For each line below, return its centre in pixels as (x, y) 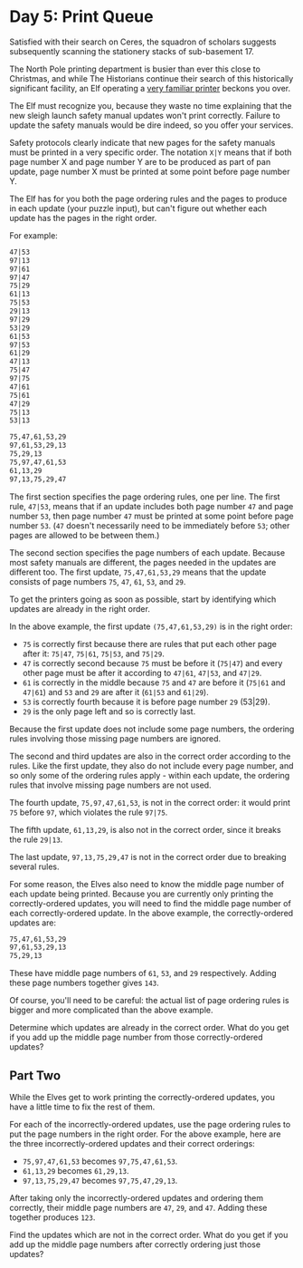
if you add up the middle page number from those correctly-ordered (137, 1037)
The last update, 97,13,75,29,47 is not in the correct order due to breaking (148, 857)
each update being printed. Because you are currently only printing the (142, 894)
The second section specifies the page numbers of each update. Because (147, 552)
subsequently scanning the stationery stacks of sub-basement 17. (132, 51)
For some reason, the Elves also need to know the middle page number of (147, 884)
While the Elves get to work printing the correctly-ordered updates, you (142, 1097)
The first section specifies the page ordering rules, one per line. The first (145, 497)
